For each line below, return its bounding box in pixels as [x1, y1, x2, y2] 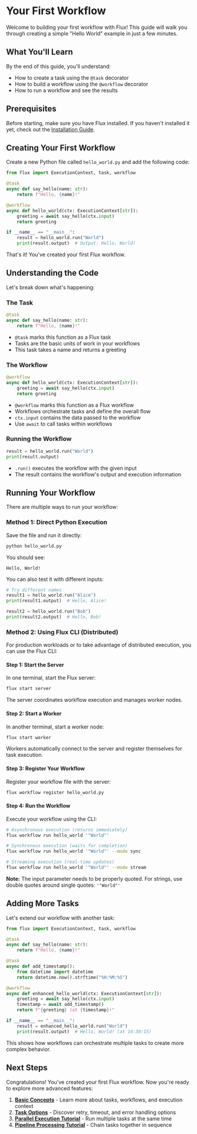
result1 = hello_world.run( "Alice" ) [6, 592, 96, 599]
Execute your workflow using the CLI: [6, 815, 97, 822]
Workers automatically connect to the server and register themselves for [6, 745, 183, 752]
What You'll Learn [6, 47, 73, 57]
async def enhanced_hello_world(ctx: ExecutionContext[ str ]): [6, 991, 162, 996]
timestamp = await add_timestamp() [17, 1002, 104, 1008]
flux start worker [6, 734, 51, 740]
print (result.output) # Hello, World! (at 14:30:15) [17, 1028, 152, 1034]
